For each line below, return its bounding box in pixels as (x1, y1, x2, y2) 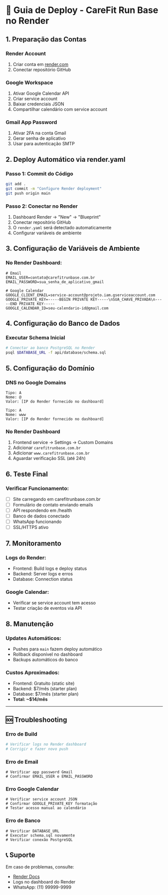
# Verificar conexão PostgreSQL (5, 837, 73, 842)
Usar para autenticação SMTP (12, 141, 75, 147)
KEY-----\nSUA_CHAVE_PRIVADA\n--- (90, 297, 163, 302)
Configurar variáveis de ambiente (12, 230, 82, 236)
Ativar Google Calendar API (12, 90, 69, 96)
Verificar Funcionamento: (5, 484, 69, 491)
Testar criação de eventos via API (12, 605, 82, 611)
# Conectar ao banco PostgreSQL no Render (5, 346, 95, 351)
